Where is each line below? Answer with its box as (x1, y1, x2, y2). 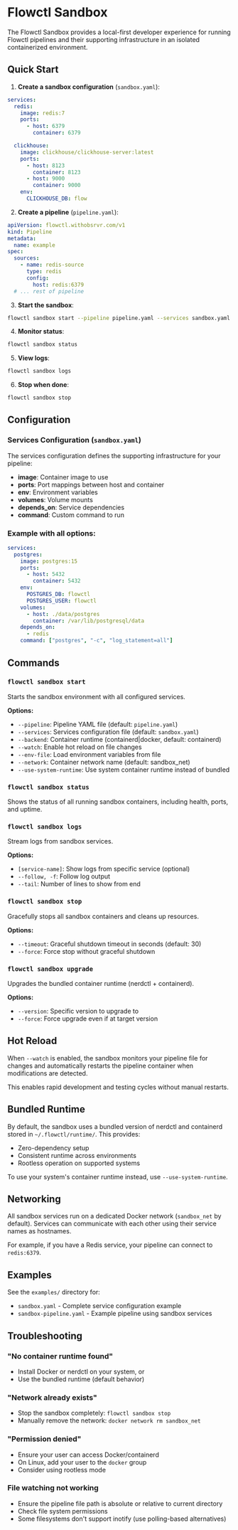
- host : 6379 (26, 122, 65, 130)
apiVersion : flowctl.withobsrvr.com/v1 (7, 221, 126, 228)
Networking (7, 1193, 62, 1205)
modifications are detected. (7, 1068, 88, 1078)
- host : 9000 (26, 175, 65, 182)
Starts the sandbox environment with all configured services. (7, 692, 186, 701)
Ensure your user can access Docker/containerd (17, 1450, 160, 1459)
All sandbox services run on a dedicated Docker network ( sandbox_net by (7, 1212, 222, 1221)
